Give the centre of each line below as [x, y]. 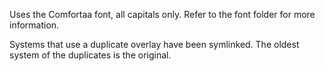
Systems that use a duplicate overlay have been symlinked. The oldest [154, 44]
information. [34, 25]
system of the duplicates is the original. [90, 55]
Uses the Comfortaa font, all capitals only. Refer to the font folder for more [162, 14]
